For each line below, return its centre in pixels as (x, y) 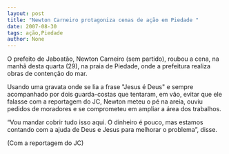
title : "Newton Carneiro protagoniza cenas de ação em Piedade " (103, 20)
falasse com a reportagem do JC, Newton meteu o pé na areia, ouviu (105, 102)
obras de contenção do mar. (47, 74)
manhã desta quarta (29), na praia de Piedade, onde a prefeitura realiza (109, 66)
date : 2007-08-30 (32, 26)
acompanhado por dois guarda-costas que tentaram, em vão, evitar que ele (115, 95)
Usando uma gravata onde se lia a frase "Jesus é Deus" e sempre (100, 87)
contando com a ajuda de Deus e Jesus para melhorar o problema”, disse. (112, 130)
